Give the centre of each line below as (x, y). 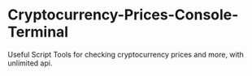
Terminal (38, 32)
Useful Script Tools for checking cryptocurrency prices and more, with (126, 54)
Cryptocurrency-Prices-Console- (123, 15)
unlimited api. (30, 63)
